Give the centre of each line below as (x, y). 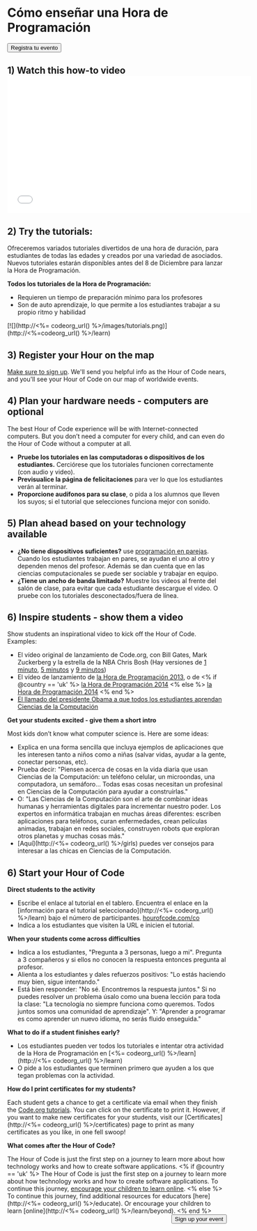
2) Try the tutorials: (50, 231)
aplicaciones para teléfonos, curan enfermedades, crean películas (112, 821)
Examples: (22, 642)
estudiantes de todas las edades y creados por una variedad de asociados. (115, 256)
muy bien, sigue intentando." (58, 982)
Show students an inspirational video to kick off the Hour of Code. (102, 634)
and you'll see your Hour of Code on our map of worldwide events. (103, 379)
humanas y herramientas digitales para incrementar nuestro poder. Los (119, 807)
